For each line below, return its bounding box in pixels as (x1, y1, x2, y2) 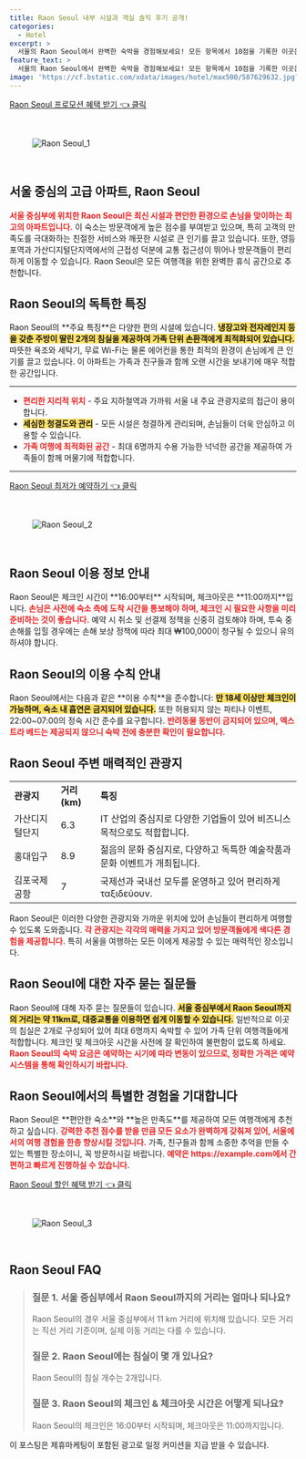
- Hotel (17, 30, 47, 39)
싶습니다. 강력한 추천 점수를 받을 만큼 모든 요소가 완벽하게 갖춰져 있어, (25, 1125, 271, 1136)
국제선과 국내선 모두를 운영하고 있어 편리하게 (99, 874, 280, 887)
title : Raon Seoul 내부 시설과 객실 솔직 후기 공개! (9, 13, 189, 23)
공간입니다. (18, 367, 59, 378)
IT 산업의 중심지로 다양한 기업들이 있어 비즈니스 (99, 812, 291, 825)
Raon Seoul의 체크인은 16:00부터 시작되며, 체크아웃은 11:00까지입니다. (31, 1420, 284, 1431)
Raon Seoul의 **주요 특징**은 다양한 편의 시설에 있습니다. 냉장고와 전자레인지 (9, 322, 287, 333)
